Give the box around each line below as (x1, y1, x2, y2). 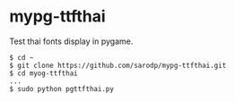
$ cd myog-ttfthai (9, 69, 78, 78)
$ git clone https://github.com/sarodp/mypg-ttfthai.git (9, 61, 227, 70)
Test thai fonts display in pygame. (9, 36, 134, 47)
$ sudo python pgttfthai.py (9, 84, 115, 93)
